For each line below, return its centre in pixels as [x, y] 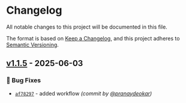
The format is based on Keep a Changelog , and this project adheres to [93, 38]
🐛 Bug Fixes [23, 80]
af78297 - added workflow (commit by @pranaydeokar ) [83, 93]
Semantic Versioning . [32, 45]
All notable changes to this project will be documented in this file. [87, 27]
